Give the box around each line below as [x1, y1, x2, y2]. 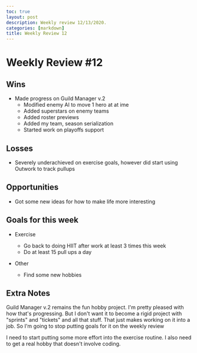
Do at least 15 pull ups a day [23, 248, 92, 255]
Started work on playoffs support [23, 126, 104, 133]
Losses [6, 143, 34, 153]
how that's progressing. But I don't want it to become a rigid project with [6, 310, 182, 317]
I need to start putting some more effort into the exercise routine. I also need [6, 334, 192, 341]
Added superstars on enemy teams [23, 107, 109, 115]
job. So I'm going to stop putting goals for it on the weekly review [6, 322, 165, 330]
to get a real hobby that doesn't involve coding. [6, 340, 121, 348]
